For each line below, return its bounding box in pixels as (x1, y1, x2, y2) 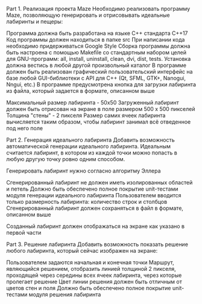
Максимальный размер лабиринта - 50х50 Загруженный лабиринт (6, 99, 179, 106)
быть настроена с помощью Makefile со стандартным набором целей (6, 49, 187, 56)
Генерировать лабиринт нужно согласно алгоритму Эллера (6, 167, 161, 174)
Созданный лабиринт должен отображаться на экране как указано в (6, 223, 185, 230)
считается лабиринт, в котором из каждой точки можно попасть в (6, 149, 178, 156)
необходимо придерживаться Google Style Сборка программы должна (6, 42, 191, 49)
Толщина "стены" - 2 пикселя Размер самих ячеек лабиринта (6, 112, 166, 119)
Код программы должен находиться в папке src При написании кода (6, 36, 185, 43)
